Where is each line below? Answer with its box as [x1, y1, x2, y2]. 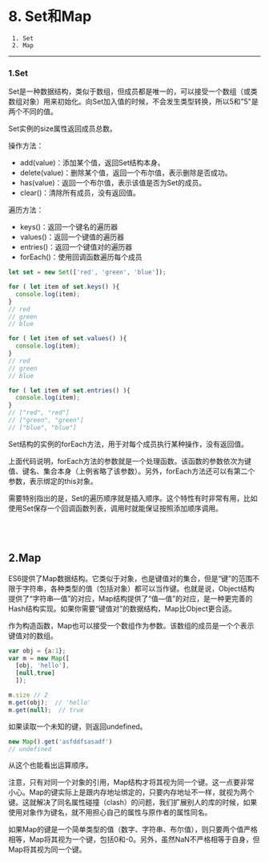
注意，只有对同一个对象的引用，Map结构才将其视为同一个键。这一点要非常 [8, 778, 255, 787]
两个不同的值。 [8, 107, 58, 116]
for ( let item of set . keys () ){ [8, 283, 120, 291]
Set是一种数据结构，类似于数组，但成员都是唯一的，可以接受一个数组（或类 [8, 87, 258, 96]
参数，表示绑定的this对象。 [8, 476, 98, 486]
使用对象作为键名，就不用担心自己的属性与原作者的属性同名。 [8, 807, 212, 817]
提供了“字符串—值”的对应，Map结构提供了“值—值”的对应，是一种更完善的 [8, 593, 253, 603]
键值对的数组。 [8, 631, 58, 640]
